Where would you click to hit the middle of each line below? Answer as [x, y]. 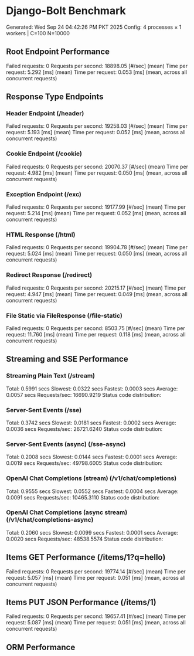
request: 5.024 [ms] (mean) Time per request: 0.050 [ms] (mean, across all [97, 254]
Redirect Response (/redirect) [49, 275]
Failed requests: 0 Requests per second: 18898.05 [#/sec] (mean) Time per [97, 66]
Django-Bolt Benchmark [66, 11]
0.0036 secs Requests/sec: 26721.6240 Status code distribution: [84, 429]
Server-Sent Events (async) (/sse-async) [66, 444]
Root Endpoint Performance [58, 52]
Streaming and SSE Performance [67, 359]
